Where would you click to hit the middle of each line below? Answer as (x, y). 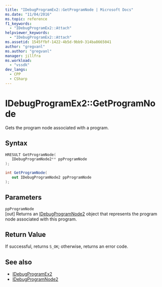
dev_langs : (16, 70)
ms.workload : (19, 60)
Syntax (16, 143)
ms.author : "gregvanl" (28, 51)
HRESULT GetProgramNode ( (31, 155)
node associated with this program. (41, 219)
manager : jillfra (23, 56)
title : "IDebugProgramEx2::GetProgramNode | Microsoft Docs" (69, 10)
